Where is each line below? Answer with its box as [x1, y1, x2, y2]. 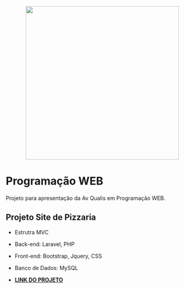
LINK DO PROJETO [14, 276, 64, 283]
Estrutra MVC [14, 228, 49, 236]
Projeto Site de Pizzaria [6, 212, 96, 223]
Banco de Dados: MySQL [14, 264, 78, 271]
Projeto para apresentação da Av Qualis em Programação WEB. [6, 194, 166, 202]
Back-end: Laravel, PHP [14, 240, 75, 248]
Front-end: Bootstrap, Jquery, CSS [14, 252, 102, 260]
